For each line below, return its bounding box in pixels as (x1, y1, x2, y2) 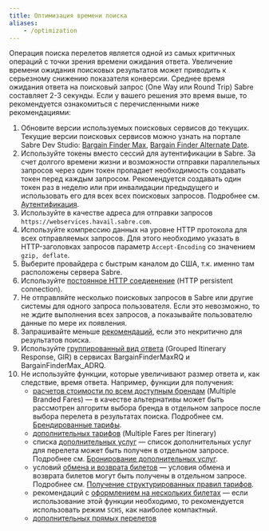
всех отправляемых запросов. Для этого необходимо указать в (20, 233, 240, 244)
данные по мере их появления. (20, 319, 127, 328)
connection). (20, 284, 63, 294)
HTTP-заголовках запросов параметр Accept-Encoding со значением (20, 242, 255, 252)
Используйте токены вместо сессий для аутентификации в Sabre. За (20, 149, 256, 158)
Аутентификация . (20, 200, 80, 209)
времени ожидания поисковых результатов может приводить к (9, 65, 227, 75)
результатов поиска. (20, 335, 91, 345)
